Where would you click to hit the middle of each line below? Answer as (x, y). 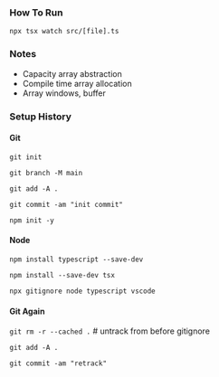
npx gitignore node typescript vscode (82, 291)
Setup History (41, 117)
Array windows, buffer (64, 93)
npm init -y (32, 220)
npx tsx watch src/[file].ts (64, 32)
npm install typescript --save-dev (76, 259)
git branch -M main (46, 173)
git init (26, 157)
